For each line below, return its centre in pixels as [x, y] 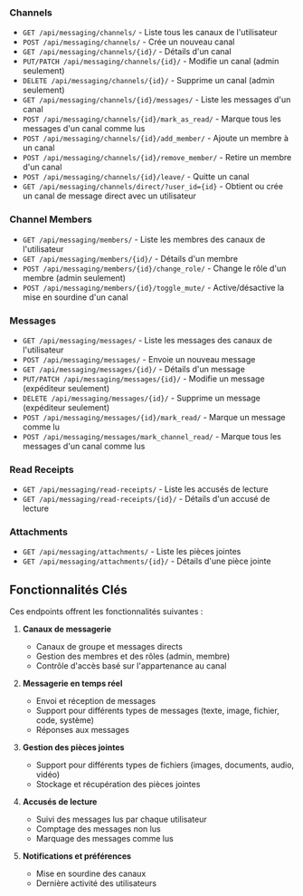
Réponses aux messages [82, 730]
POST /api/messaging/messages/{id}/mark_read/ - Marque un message [154, 417]
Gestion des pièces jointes [73, 747]
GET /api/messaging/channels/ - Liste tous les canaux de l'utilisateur [150, 33]
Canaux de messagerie [66, 629]
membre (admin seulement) [74, 277]
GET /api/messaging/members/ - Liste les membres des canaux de [144, 239]
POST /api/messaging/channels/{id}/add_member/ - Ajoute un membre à [156, 139]
